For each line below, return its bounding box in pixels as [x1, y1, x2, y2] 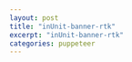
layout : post [9, 13, 59, 23]
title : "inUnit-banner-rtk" [9, 22, 117, 31]
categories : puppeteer [9, 38, 96, 48]
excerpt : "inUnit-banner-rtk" [9, 30, 125, 39]
